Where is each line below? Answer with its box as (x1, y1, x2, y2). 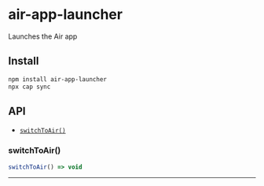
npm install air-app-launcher (8, 75, 108, 84)
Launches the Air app (8, 32, 78, 41)
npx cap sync (8, 83, 51, 91)
